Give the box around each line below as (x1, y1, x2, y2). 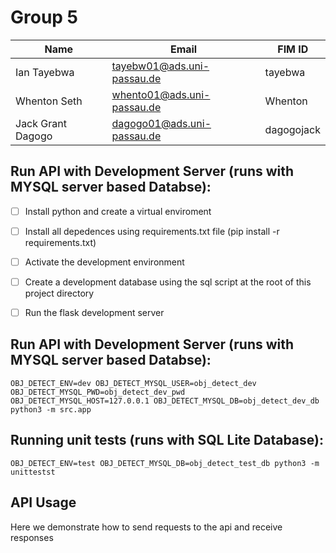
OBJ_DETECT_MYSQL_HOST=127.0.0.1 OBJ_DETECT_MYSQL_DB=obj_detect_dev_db (10, 396, 320, 406)
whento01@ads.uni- (111, 87, 211, 101)
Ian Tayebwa (15, 65, 75, 79)
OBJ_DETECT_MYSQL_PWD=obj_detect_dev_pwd (10, 387, 186, 397)
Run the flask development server (24, 307, 165, 318)
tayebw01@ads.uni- (111, 59, 210, 73)
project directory (24, 287, 95, 299)
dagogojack (264, 122, 321, 136)
